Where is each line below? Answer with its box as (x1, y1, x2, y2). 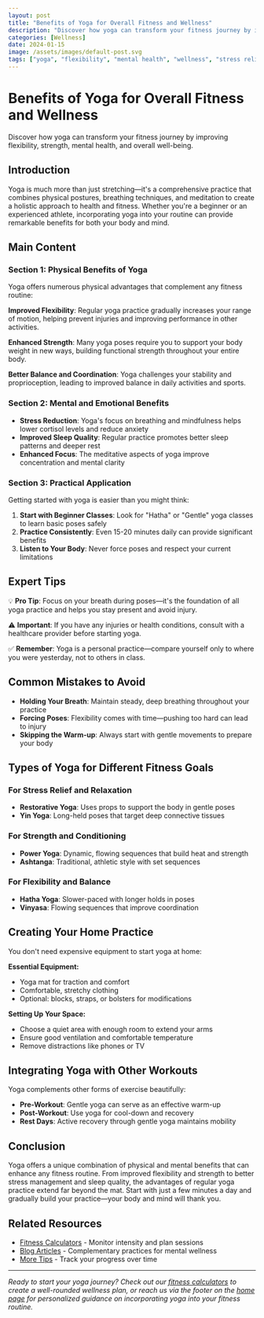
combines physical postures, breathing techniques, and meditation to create (8, 192, 255, 202)
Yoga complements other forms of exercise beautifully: (8, 1085, 186, 1094)
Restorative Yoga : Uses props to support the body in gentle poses (19, 803, 236, 812)
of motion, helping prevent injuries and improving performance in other (8, 314, 238, 324)
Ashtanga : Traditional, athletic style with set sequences (19, 856, 200, 867)
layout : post (8, 11, 51, 20)
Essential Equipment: (8, 962, 79, 971)
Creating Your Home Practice (8, 926, 154, 939)
